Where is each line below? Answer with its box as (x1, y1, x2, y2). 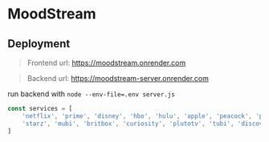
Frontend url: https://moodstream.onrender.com (26, 58, 186, 67)
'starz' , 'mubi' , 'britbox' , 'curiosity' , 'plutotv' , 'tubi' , (22, 120, 234, 128)
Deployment (7, 37, 71, 51)
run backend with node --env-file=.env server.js (7, 89, 176, 99)
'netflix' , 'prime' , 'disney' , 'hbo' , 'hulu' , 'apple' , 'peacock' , (22, 112, 253, 120)
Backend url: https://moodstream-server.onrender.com (26, 74, 210, 83)
